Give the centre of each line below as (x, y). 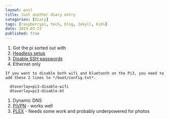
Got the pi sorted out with (39, 48)
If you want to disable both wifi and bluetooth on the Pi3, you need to (85, 73)
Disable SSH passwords (37, 58)
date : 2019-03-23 (24, 29)
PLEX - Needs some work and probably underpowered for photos (81, 111)
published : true (22, 33)
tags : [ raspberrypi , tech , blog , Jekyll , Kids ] (56, 24)
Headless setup (29, 53)
